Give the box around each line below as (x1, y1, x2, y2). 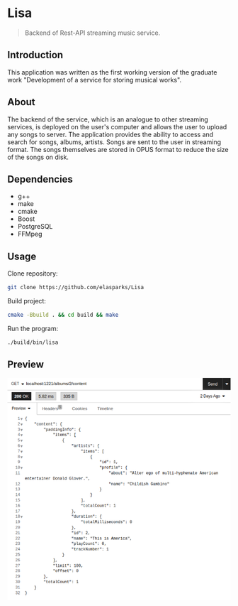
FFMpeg (17, 229, 42, 239)
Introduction (7, 49, 64, 61)
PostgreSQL (17, 222, 53, 231)
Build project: (7, 297, 46, 305)
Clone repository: (7, 269, 58, 278)
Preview (7, 359, 45, 371)
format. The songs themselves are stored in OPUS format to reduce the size (7, 145, 229, 153)
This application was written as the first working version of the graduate (7, 67, 217, 76)
